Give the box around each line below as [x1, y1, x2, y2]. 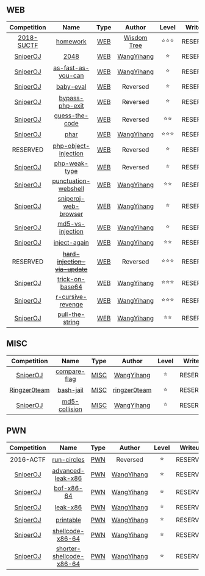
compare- [56, 367, 85, 375]
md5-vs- [57, 220, 85, 228]
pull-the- [57, 310, 85, 319]
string [63, 317, 80, 326]
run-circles [52, 455, 85, 463]
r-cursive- [56, 292, 87, 301]
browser [59, 209, 84, 218]
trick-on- [57, 275, 85, 283]
